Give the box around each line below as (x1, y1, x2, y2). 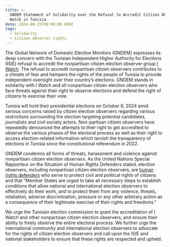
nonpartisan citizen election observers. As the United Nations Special (5, 156, 150, 162)
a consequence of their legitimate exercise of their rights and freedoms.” (5, 199, 157, 205)
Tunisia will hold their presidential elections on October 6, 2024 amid (5, 103, 148, 109)
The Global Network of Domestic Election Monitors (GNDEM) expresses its (5, 49, 161, 56)
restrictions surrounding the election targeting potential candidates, (5, 113, 146, 119)
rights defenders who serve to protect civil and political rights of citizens (5, 172, 156, 178)
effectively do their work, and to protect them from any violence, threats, (5, 188, 157, 194)
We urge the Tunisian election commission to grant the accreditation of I (5, 209, 155, 215)
